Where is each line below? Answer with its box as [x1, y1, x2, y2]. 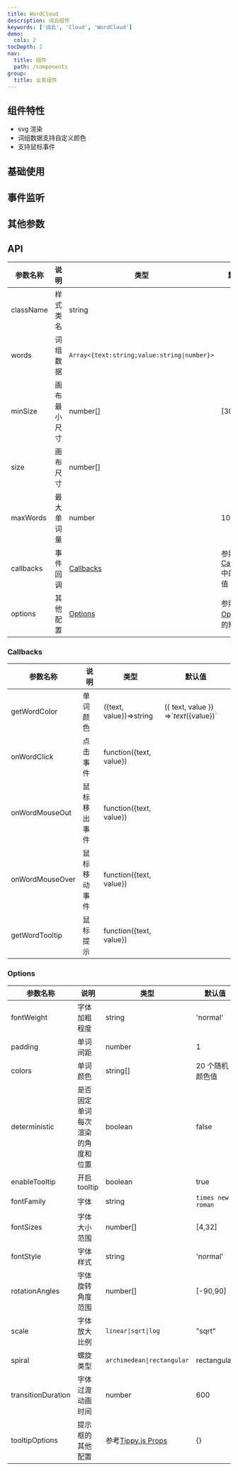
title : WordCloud [7, 10, 59, 18]
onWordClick [11, 752, 54, 762]
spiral [11, 1355, 30, 1365]
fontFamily [11, 1196, 46, 1206]
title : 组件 [13, 57, 47, 64]
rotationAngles [11, 1286, 60, 1295]
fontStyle [11, 1251, 41, 1261]
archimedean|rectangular [105, 1356, 189, 1364]
